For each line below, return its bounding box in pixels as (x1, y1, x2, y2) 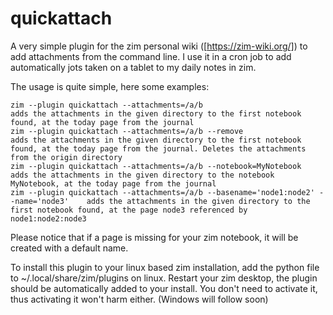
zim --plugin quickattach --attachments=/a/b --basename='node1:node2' (10, 187, 315, 197)
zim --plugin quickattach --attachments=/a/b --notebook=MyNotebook (10, 161, 302, 171)
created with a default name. (10, 242, 129, 254)
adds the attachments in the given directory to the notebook (10, 170, 275, 180)
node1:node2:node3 (10, 213, 87, 224)
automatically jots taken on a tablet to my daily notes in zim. (10, 61, 257, 73)
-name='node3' (10, 196, 70, 206)
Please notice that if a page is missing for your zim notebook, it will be (10, 231, 299, 243)
